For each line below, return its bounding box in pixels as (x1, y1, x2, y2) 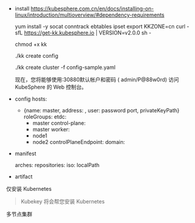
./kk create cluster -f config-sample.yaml (14, 64, 116, 71)
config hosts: (14, 95, 48, 102)
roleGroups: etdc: (23, 113, 67, 120)
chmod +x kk (14, 41, 48, 48)
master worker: (32, 126, 70, 133)
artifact (14, 173, 33, 180)
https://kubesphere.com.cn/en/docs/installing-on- (30, 5, 154, 12)
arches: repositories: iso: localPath (14, 162, 100, 168)
